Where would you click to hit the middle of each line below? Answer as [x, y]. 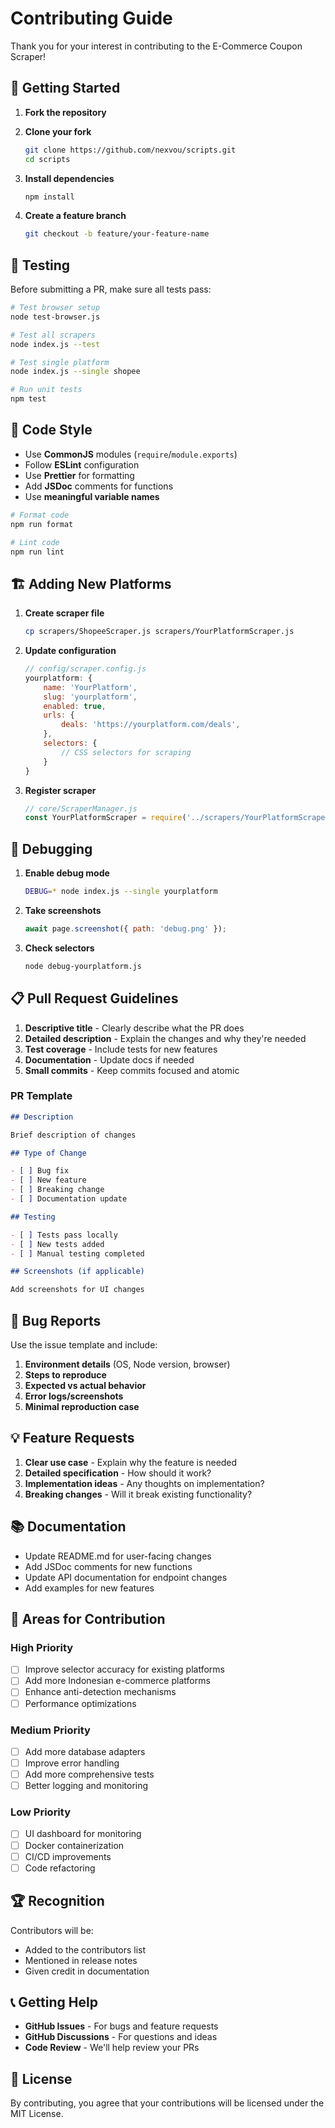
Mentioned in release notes [81, 1960]
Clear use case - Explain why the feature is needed [131, 1462]
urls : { [59, 715]
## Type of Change [48, 1153]
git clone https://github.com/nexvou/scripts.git [130, 150]
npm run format [42, 524]
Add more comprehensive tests [89, 1774]
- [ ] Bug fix [40, 1171]
